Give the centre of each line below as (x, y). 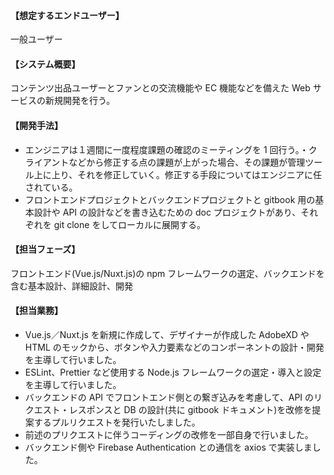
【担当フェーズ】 (45, 249)
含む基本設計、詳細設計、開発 (71, 286)
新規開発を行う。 (80, 101)
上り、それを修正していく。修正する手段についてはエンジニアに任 (187, 174)
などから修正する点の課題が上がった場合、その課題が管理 (187, 162)
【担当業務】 (36, 311)
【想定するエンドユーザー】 (67, 15)
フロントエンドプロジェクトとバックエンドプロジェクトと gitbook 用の (170, 199)
